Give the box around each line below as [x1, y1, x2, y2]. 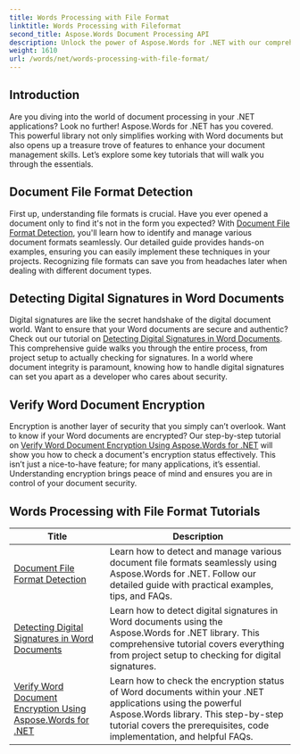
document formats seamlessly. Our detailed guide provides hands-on [9, 236, 265, 247]
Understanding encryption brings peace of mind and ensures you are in [9, 468, 273, 479]
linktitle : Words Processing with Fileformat [9, 21, 181, 30]
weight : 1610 [9, 46, 58, 55]
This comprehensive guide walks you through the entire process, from [9, 343, 268, 353]
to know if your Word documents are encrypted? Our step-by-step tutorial [9, 430, 281, 442]
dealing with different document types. [9, 265, 152, 276]
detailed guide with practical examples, [109, 579, 274, 592]
